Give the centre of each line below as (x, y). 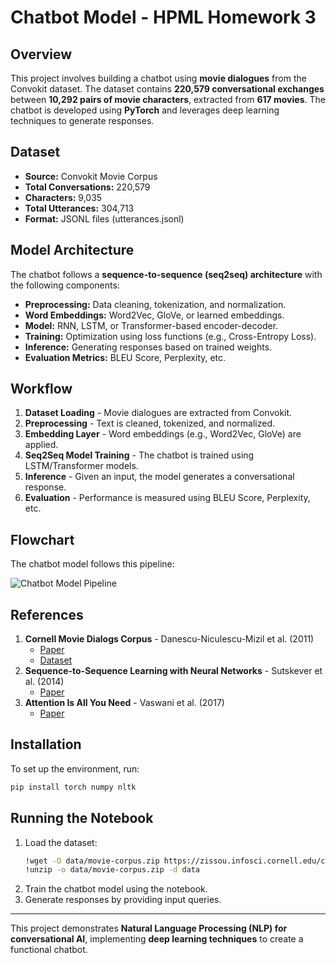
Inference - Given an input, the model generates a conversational (159, 477)
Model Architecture (72, 250)
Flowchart (42, 539)
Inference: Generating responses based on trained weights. (148, 347)
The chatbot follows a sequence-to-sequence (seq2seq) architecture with (166, 274)
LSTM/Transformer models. (81, 466)
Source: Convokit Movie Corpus (91, 176)
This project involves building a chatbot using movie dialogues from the (158, 78)
